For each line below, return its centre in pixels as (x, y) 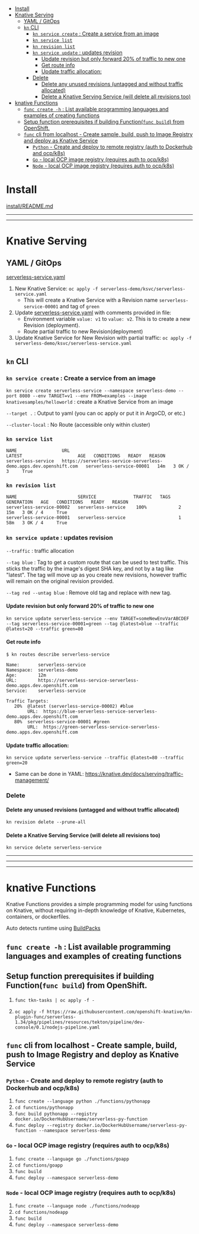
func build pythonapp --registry (56, 1114)
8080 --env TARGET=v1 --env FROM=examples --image (83, 396)
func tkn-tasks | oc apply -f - (54, 1000)
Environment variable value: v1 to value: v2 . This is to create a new (107, 318)
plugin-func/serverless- (45, 1017)
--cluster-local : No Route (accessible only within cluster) (78, 424)
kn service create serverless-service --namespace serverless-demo (91, 391)
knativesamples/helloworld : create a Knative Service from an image (90, 401)
